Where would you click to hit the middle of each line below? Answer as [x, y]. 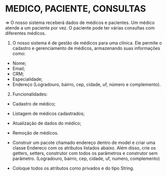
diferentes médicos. [26, 33]
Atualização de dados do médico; [47, 123]
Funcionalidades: [30, 94]
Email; [19, 68]
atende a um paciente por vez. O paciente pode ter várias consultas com [80, 27]
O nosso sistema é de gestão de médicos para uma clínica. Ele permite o [87, 42]
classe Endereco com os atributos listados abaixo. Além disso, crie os [84, 147]
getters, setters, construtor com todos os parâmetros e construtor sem [85, 153]
